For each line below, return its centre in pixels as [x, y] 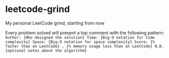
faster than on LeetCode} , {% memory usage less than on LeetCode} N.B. [85, 46]
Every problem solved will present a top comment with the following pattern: [85, 32]
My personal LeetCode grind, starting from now [55, 23]
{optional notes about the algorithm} [46, 50]
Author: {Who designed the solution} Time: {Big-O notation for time [80, 37]
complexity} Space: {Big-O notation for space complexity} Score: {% [80, 42]
